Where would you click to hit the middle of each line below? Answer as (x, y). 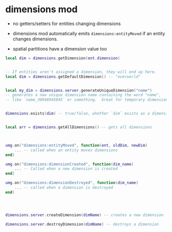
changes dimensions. (35, 39)
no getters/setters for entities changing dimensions (67, 24)
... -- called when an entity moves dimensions (66, 150)
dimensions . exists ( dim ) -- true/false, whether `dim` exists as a (78, 113)
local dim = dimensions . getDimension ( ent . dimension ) (63, 58)
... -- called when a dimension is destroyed (64, 188)
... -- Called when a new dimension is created (66, 169)
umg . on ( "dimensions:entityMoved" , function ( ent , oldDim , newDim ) (77, 145)
